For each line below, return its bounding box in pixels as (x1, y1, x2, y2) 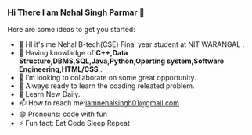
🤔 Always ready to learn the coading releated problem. (18, 81, 195, 91)
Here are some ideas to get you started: (7, 25, 136, 34)
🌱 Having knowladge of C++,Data (18, 48, 128, 58)
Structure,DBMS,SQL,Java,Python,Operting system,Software (18, 56, 225, 66)
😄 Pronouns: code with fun (18, 109, 107, 119)
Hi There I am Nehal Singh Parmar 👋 (7, 7, 146, 18)
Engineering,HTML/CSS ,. (18, 65, 103, 74)
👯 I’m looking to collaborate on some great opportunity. (18, 73, 196, 83)
